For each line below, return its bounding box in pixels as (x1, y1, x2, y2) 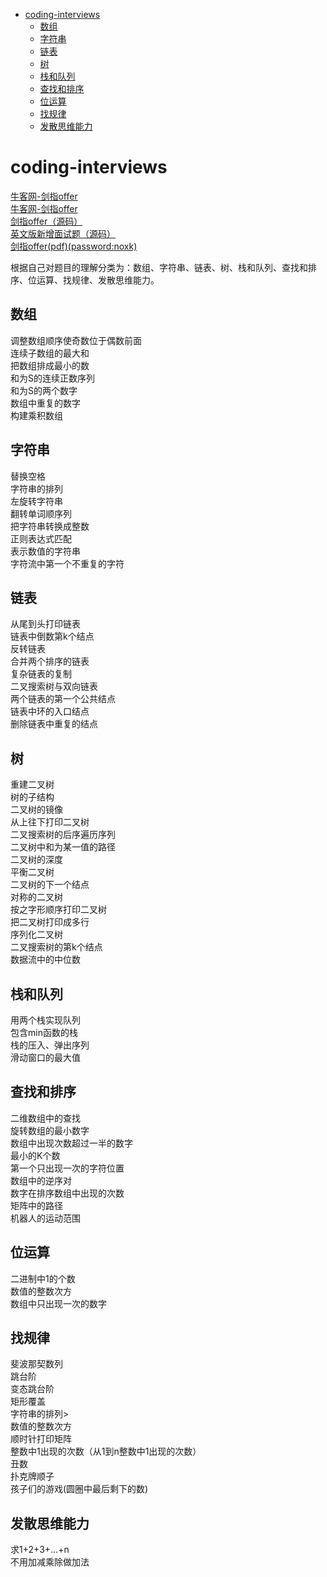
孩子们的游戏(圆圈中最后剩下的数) (10, 1483, 149, 1495)
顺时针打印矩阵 (10, 1433, 72, 1445)
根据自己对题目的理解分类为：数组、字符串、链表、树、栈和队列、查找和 (10, 261, 308, 273)
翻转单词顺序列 (10, 507, 72, 519)
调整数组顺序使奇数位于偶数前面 (10, 334, 142, 346)
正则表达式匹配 (10, 532, 72, 544)
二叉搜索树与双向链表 (10, 680, 98, 693)
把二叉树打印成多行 (10, 916, 90, 928)
